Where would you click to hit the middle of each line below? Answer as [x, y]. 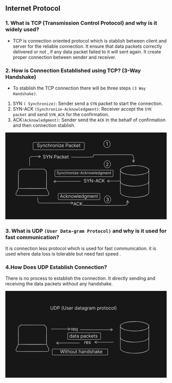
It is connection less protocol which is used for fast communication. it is [81, 248]
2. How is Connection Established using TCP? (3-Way [73, 70]
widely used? [22, 29]
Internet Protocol [33, 8]
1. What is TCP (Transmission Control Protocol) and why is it [81, 23]
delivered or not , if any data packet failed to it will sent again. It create [87, 51]
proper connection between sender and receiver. [64, 57]
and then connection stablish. [44, 125]
